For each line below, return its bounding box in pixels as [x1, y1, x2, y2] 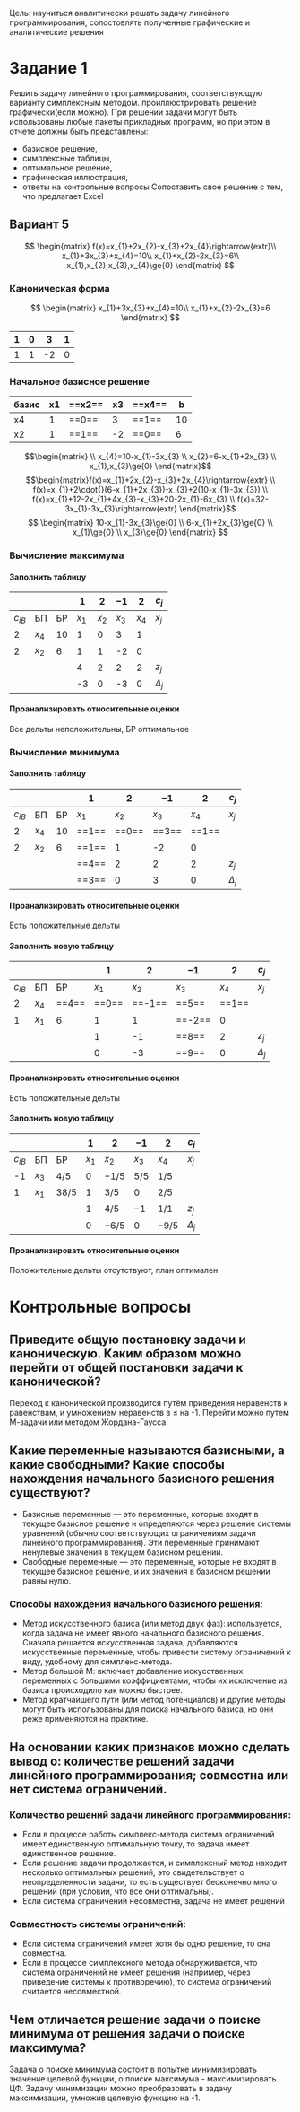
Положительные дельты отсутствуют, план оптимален [9, 1265, 219, 1276]
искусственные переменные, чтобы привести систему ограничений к [21, 1646, 291, 1658]
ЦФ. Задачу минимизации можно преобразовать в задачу [9, 2083, 233, 2094]
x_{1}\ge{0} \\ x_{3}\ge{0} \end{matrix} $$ [73, 527, 228, 537]
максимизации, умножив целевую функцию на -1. [9, 2092, 201, 2103]
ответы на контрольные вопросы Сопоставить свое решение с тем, [21, 181, 284, 192]
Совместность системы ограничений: [9, 1918, 186, 1931]
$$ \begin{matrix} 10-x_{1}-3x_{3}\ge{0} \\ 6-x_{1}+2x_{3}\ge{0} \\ [28, 518, 273, 528]
